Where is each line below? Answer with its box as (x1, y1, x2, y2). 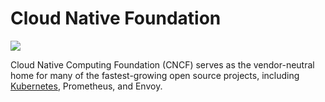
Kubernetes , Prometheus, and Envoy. (10, 80, 163, 92)
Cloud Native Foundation (10, 7, 222, 30)
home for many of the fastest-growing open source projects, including (10, 69, 300, 81)
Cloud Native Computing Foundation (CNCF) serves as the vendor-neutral (10, 58, 315, 71)
